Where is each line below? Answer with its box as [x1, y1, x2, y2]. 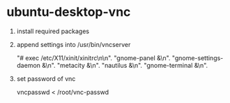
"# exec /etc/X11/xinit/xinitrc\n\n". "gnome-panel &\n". [16, 53, 171, 62]
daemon [16, 61, 41, 69]
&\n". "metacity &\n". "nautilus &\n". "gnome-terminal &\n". [42, 61, 208, 69]
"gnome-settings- [171, 53, 224, 62]
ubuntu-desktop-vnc [6, 4, 131, 20]
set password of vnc [16, 74, 76, 83]
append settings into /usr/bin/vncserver [16, 40, 131, 48]
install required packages [16, 27, 90, 35]
